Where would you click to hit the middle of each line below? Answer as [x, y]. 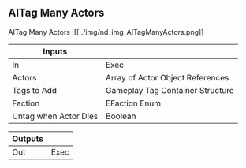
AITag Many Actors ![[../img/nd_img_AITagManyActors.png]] [106, 32]
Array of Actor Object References [167, 77]
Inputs [55, 51]
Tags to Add [35, 90]
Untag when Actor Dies [55, 116]
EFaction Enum [133, 103]
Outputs [28, 139]
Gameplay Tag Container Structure [170, 90]
